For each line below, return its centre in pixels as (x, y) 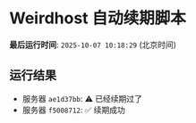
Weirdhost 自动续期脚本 (98, 18)
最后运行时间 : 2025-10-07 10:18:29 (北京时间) (93, 45)
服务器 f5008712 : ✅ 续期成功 (73, 110)
